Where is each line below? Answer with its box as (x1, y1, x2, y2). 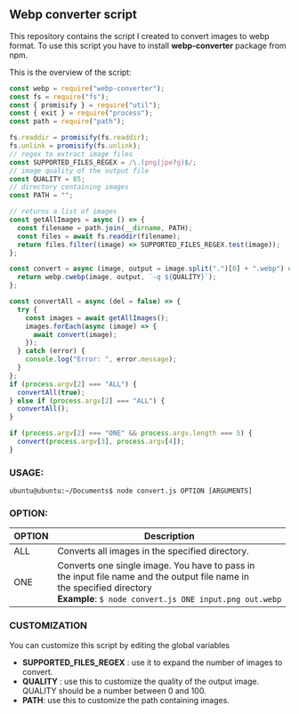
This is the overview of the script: (9, 67, 132, 77)
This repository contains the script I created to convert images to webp (9, 30, 270, 41)
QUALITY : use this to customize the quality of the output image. (21, 676, 260, 686)
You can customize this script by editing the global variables (9, 639, 230, 650)
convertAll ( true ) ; (17, 388, 86, 397)
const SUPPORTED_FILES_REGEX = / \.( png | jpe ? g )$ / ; (9, 157, 198, 167)
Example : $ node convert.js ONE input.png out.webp (57, 593, 282, 606)
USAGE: (9, 466, 44, 478)
